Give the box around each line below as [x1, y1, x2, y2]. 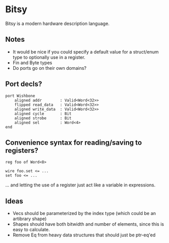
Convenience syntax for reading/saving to [5, 138, 142, 147]
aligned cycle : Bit [14, 111, 72, 116]
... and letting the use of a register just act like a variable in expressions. [5, 182, 156, 188]
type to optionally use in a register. [12, 54, 86, 60]
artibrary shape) [12, 215, 47, 222]
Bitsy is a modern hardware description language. [5, 20, 110, 26]
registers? [5, 146, 39, 155]
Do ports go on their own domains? [12, 65, 87, 71]
